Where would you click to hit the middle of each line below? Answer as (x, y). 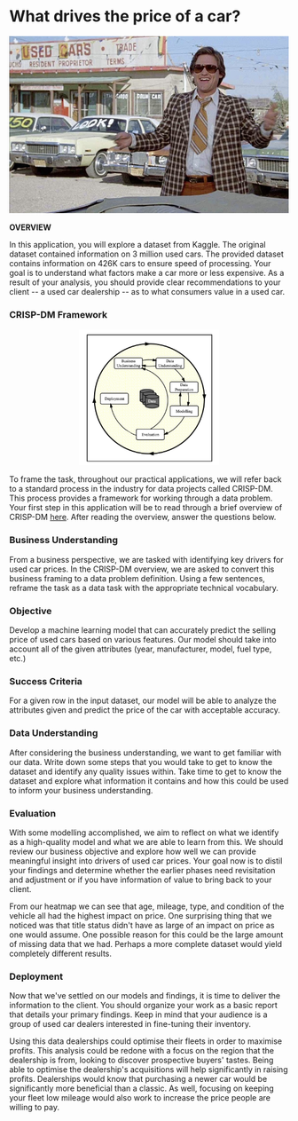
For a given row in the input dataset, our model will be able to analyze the (143, 701)
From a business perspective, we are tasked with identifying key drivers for (146, 559)
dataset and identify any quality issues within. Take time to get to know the (145, 771)
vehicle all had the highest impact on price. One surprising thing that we (141, 915)
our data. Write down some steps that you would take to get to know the (141, 762)
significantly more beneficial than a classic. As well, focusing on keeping (142, 1088)
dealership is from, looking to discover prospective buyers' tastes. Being (141, 1060)
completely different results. (61, 953)
